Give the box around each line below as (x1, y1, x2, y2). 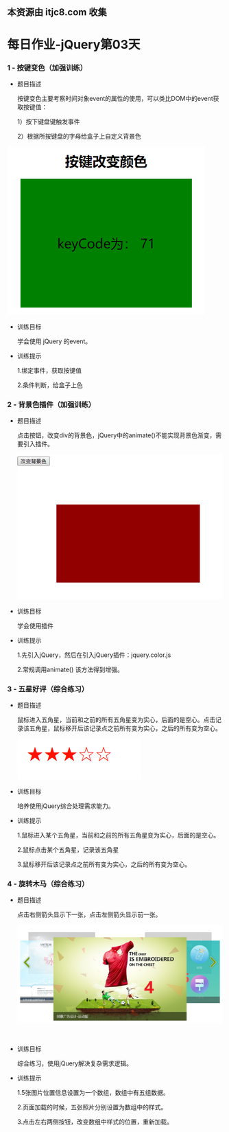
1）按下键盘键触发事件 (16, 117, 80, 126)
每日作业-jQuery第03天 (7, 36, 141, 52)
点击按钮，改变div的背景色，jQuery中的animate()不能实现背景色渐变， (16, 431, 216, 439)
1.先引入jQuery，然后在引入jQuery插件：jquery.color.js (16, 651, 171, 659)
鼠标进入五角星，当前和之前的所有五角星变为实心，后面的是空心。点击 (16, 716, 216, 724)
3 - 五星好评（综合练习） (7, 684, 89, 693)
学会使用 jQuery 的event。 (16, 337, 92, 345)
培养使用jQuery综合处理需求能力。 (16, 802, 114, 810)
